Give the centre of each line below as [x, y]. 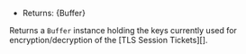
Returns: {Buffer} [54, 13]
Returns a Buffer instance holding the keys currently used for [123, 30]
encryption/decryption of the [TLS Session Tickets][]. [109, 40]
